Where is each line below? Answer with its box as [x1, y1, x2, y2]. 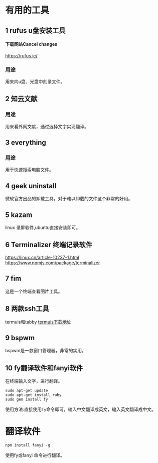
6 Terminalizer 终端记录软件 [5, 241, 93, 249]
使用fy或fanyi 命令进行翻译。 [5, 452, 65, 458]
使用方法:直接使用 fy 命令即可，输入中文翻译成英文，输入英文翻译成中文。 [5, 406, 156, 413]
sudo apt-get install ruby [5, 393, 62, 398]
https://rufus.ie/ [5, 52, 38, 58]
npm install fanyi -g [5, 443, 51, 448]
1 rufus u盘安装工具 [5, 26, 66, 35]
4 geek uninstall [5, 182, 57, 190]
